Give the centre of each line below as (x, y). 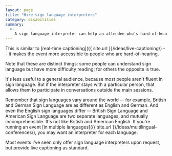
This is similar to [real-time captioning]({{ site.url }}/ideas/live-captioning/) (84, 48)
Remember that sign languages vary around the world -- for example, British (86, 100)
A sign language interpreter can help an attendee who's (77, 34)
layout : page (19, 10)
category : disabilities (31, 19)
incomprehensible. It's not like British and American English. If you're (78, 121)
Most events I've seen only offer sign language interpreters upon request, (83, 142)
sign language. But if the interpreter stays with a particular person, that (80, 84)
